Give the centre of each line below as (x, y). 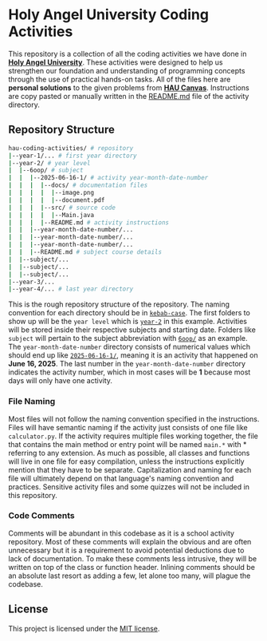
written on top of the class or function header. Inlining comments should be (132, 567)
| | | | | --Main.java (51, 215)
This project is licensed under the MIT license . (84, 628)
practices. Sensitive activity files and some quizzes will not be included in (129, 487)
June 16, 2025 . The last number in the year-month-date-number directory (127, 364)
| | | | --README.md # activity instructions (89, 222)
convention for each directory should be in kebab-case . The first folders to (130, 313)
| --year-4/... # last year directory (71, 289)
